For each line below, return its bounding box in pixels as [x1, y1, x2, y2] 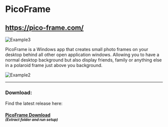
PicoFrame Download [5, 111, 51, 118]
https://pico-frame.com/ [5, 23, 84, 32]
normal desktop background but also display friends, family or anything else [5, 57, 162, 63]
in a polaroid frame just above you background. [5, 62, 102, 68]
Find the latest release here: [5, 100, 63, 106]
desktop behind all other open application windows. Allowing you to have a [5, 51, 159, 57]
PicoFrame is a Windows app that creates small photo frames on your [5, 46, 148, 52]
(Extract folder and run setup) [5, 117, 58, 122]
